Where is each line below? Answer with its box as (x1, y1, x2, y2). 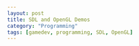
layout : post (7, 9, 45, 17)
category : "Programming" (7, 22, 78, 29)
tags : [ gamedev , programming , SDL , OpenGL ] (7, 28, 134, 36)
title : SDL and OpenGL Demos (7, 16, 90, 23)
